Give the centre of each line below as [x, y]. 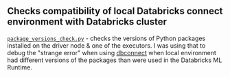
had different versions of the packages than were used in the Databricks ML [115, 60]
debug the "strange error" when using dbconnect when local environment [112, 52]
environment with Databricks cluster [87, 22]
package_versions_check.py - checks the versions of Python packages [106, 38]
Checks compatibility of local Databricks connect [115, 11]
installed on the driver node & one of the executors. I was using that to [106, 45]
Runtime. [20, 67]
